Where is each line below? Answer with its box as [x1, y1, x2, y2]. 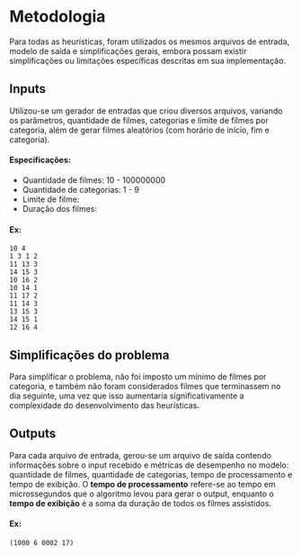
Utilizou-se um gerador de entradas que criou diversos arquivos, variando [9, 105, 283, 116]
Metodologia [9, 6, 106, 27]
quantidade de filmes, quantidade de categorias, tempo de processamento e [9, 469, 293, 479]
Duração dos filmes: [22, 203, 97, 214]
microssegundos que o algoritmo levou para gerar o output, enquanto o [9, 488, 274, 499]
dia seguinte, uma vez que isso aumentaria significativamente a [9, 390, 244, 401]
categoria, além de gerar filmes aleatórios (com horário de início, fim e [9, 124, 270, 135]
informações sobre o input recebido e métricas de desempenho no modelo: [9, 459, 289, 470]
